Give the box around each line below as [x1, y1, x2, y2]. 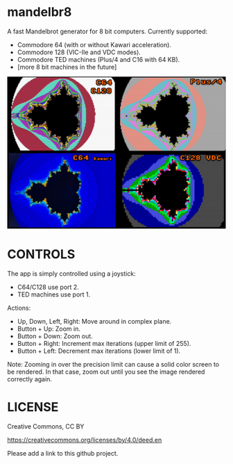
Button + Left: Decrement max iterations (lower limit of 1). [17, 347, 181, 355]
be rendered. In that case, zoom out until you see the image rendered [7, 367, 205, 376]
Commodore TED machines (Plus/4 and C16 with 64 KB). [17, 55, 180, 63]
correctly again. [7, 374, 52, 383]
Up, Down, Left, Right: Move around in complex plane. [17, 317, 172, 325]
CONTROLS [7, 247, 76, 263]
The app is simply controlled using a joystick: [7, 269, 137, 278]
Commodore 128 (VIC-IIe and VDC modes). [17, 48, 141, 56]
